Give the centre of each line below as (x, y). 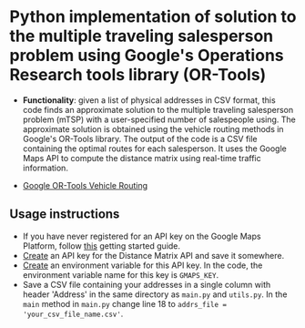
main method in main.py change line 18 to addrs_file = (125, 303)
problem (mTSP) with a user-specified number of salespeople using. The (159, 119)
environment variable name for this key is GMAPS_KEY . (121, 274)
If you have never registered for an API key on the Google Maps (142, 236)
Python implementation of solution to (153, 17)
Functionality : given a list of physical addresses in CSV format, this (149, 100)
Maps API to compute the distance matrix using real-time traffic (142, 158)
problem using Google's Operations (147, 56)
